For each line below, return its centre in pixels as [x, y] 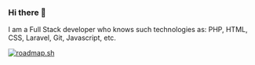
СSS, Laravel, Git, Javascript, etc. [62, 38]
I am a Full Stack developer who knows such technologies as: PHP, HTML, [128, 30]
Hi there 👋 [27, 13]
